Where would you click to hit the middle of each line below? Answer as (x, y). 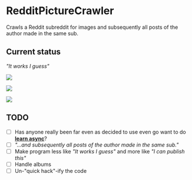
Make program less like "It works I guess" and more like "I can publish (100, 151)
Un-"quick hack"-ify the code (51, 171)
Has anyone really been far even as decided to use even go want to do (100, 132)
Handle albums (33, 164)
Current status (33, 52)
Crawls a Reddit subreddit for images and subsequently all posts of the (92, 27)
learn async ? (31, 138)
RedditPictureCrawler (60, 11)
